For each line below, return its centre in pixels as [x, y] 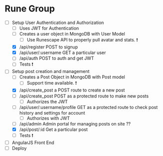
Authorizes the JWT [47, 101]
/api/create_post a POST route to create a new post [72, 90]
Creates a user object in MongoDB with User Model [72, 34]
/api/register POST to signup [49, 47]
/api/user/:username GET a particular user [63, 52]
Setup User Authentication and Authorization [58, 22]
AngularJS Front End [33, 142]
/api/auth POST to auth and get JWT [57, 58]
